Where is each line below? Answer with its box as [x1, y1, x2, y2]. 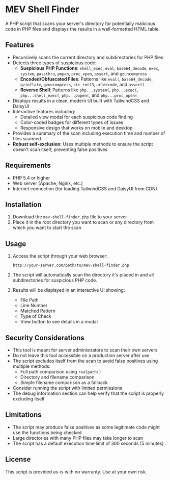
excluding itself [12, 396, 45, 401]
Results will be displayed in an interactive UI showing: [12, 287, 125, 293]
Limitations [5, 411, 42, 419]
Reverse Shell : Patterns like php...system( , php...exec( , [20, 87, 138, 93]
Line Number [20, 302, 48, 309]
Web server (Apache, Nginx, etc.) [12, 180, 83, 186]
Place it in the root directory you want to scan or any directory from [12, 219, 154, 225]
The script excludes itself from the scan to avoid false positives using [12, 358, 158, 364]
